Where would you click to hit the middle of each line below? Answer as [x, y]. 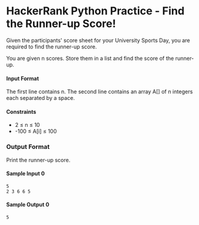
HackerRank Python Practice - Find [95, 11]
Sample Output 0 [28, 205]
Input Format [22, 78]
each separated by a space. [40, 98]
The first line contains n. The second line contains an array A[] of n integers [99, 92]
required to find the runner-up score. [52, 47]
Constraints [21, 111]
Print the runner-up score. [38, 160]
